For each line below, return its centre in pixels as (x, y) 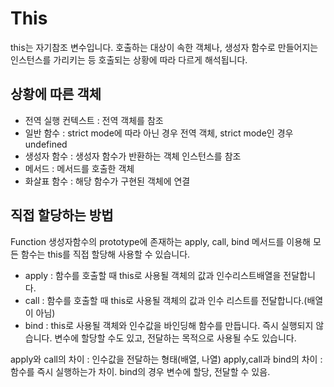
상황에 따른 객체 (56, 94)
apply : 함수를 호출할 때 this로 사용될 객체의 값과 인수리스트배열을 (153, 275)
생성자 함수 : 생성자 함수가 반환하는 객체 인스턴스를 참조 (133, 156)
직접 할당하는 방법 (62, 215)
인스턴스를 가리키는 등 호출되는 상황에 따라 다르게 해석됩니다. (129, 59)
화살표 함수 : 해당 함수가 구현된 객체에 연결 (107, 181)
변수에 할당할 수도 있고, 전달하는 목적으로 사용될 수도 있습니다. (175, 338)
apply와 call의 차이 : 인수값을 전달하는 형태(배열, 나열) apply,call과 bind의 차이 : (166, 359)
